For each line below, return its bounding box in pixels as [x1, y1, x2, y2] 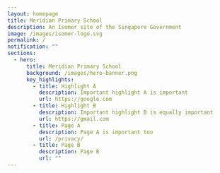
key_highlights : [25, 76, 74, 83]
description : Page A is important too [38, 129, 154, 136]
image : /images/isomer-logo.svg [7, 30, 103, 37]
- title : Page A [33, 121, 81, 129]
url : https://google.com [38, 96, 112, 103]
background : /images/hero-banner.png [25, 69, 138, 76]
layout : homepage [7, 10, 59, 18]
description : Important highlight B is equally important [38, 109, 214, 116]
